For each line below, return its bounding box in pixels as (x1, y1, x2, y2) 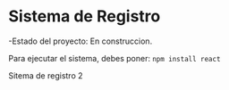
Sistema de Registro (8, 6, 161, 27)
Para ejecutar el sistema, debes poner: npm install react (8, 53, 221, 63)
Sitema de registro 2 (8, 70, 83, 81)
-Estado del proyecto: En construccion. (8, 36, 153, 46)
